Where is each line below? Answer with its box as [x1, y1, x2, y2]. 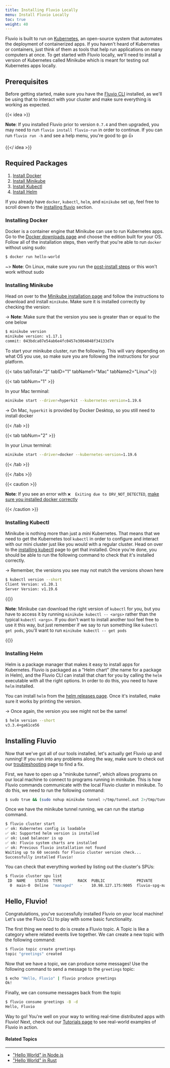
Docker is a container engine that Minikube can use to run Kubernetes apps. [5, 228, 164, 235]
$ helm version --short [5, 718, 56, 723]
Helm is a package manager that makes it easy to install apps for [5, 661, 140, 667]
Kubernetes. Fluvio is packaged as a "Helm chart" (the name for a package [5, 667, 162, 673]
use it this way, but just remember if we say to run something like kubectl [5, 622, 158, 628]
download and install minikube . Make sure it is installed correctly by [5, 299, 146, 305]
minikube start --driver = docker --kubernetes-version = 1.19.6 [5, 452, 137, 457]
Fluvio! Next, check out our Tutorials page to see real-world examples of [5, 1019, 156, 1025]
